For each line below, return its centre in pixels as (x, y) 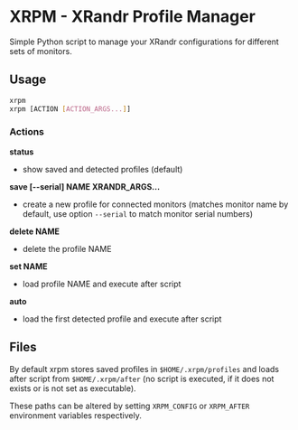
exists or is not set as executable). (73, 388)
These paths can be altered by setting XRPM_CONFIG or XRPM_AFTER (130, 406)
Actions (27, 132)
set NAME (28, 266)
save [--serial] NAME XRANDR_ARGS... (85, 186)
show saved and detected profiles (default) (102, 169)
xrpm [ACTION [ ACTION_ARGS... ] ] (70, 109)
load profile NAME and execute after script (102, 284)
